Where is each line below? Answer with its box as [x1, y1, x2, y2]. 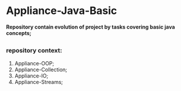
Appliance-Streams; [14, 78, 63, 85]
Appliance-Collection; [14, 66, 67, 73]
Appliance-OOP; [14, 60, 54, 66]
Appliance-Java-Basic [6, 4, 117, 17]
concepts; [6, 29, 32, 36]
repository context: [6, 47, 63, 55]
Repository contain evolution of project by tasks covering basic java [6, 23, 175, 30]
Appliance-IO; [14, 72, 49, 79]
